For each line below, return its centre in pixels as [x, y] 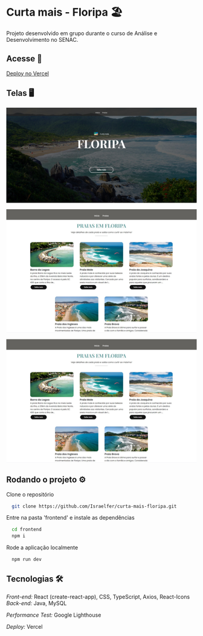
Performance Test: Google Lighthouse [54, 615]
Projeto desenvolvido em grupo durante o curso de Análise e [82, 33]
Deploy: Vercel [24, 626]
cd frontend [27, 530]
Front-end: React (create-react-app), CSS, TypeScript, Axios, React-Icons [98, 597]
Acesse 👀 [24, 59]
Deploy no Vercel [28, 73]
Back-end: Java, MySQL [37, 603]
